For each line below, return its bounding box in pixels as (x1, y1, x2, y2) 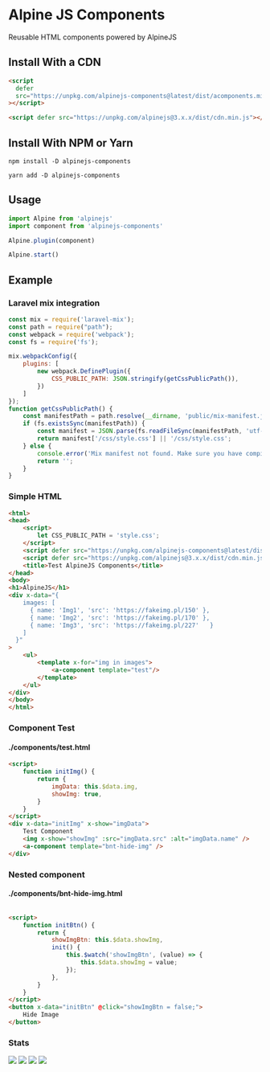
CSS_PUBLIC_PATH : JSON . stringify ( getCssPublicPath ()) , (51, 375, 239, 383)
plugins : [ (22, 360, 59, 368)
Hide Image (22, 1011, 59, 1019)
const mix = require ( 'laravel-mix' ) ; (8, 315, 135, 323)
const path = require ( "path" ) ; (8, 323, 113, 331)
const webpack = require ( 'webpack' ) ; (8, 330, 135, 338)
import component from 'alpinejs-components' (8, 222, 163, 230)
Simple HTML (8, 491, 63, 502)
